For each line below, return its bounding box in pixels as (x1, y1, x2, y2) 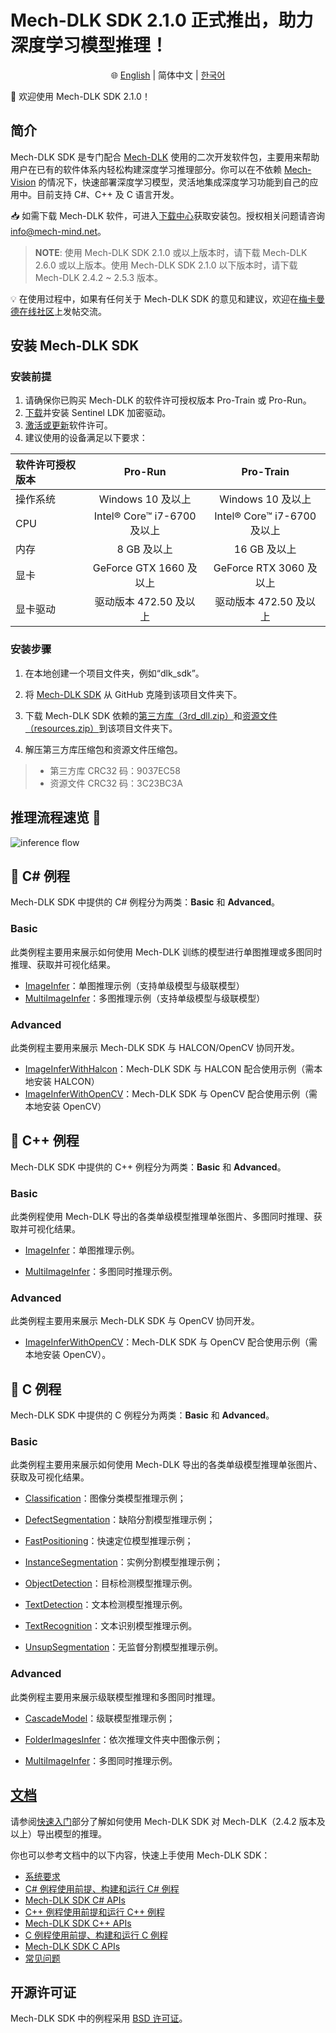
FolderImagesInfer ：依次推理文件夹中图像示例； (24, 1733, 223, 1745)
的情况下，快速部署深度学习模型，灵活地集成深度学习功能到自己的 (38, 176, 310, 188)
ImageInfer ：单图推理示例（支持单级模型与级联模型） (24, 979, 245, 991)
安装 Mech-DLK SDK (10, 337, 140, 355)
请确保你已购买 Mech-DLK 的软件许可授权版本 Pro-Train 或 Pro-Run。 (24, 394, 312, 406)
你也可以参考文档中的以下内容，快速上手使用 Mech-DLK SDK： (10, 1849, 271, 1861)
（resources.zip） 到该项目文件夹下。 (24, 722, 178, 734)
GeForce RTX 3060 (213, 561, 305, 575)
